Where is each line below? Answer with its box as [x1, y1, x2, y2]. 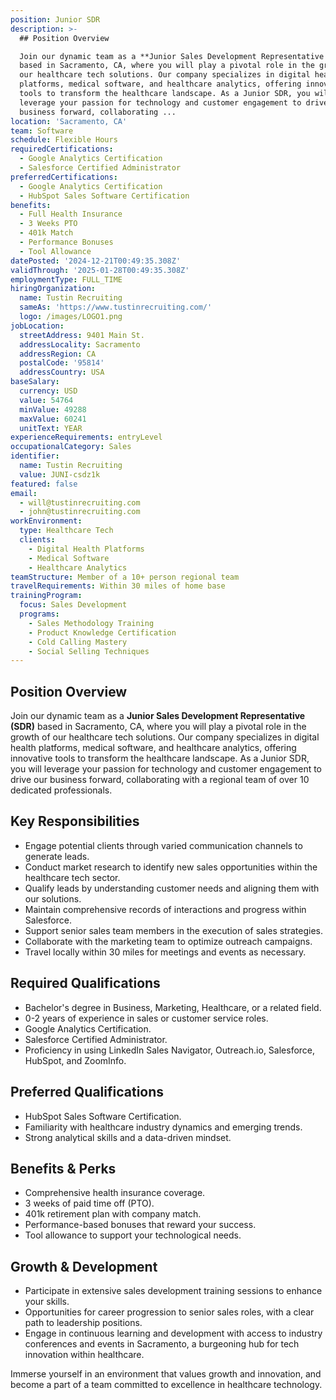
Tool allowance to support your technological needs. [24, 1229, 242, 1241]
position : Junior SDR [10, 14, 101, 25]
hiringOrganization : [10, 284, 97, 294]
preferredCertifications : [10, 172, 118, 182]
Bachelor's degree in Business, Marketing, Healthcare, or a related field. [24, 1001, 322, 1013]
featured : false [10, 479, 78, 489]
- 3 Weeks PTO [19, 219, 78, 229]
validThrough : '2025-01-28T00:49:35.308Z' [10, 265, 190, 275]
